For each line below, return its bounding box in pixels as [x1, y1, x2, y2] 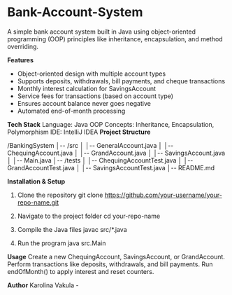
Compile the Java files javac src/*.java [17, 225, 127, 233]
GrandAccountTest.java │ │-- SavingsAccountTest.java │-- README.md [7, 163, 215, 172]
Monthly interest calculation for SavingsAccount [17, 84, 156, 92]
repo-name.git [17, 198, 59, 207]
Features [7, 55, 34, 64]
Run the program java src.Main [17, 239, 106, 247]
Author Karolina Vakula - [7, 281, 79, 289]
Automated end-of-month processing [17, 107, 126, 115]
